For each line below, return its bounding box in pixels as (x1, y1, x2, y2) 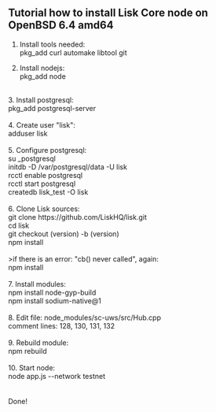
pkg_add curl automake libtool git (19, 47, 127, 58)
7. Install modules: (8, 279, 67, 288)
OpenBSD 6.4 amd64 (8, 19, 114, 32)
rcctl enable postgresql (8, 170, 83, 180)
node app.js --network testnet (8, 371, 106, 380)
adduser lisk (8, 128, 48, 138)
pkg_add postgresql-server (8, 103, 97, 113)
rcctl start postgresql (8, 179, 76, 188)
